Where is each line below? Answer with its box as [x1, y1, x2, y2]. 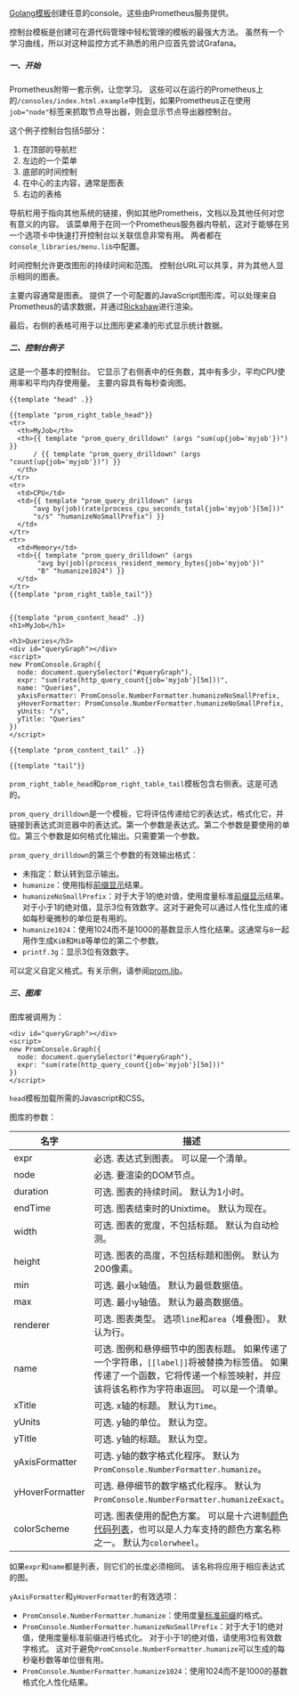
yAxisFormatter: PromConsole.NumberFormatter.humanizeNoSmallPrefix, [17, 691, 280, 700]
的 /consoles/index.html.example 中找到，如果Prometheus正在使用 [9, 94, 251, 105]
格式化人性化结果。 [21, 1676, 93, 1687]
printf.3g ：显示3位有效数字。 [21, 946, 133, 957]
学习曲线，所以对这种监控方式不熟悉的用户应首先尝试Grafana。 [9, 38, 242, 48]
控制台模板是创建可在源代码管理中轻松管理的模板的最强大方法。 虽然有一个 [9, 27, 285, 37]
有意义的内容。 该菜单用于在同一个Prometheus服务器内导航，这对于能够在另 [9, 218, 290, 229]
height [13, 1255, 41, 1268]
